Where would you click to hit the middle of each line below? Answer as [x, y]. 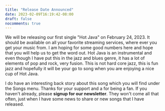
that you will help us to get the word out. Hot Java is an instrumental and [79, 53]
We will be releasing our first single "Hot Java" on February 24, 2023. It [78, 37]
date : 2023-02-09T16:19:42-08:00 [39, 14]
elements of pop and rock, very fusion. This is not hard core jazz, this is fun [82, 63]
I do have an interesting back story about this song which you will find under [82, 83]
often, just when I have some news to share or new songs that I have [75, 99]
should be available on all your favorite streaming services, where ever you [81, 43]
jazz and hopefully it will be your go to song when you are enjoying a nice [80, 69]
